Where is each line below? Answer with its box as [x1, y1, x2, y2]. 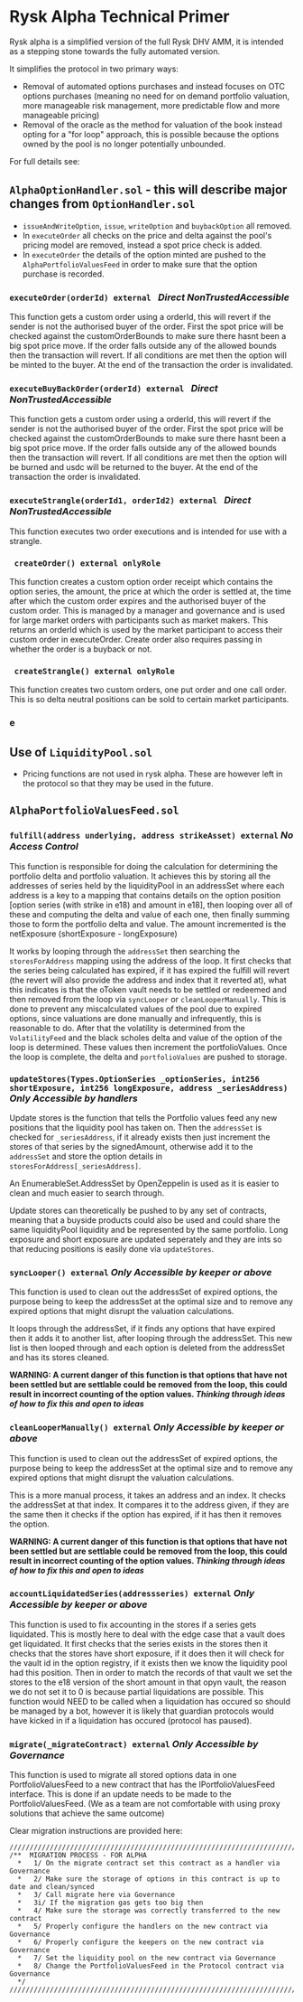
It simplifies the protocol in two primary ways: [9, 63, 179, 74]
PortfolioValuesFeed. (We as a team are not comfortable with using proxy [9, 1799, 281, 1809]
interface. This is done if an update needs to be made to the [9, 1789, 232, 1800]
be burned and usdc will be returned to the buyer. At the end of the [9, 462, 259, 473]
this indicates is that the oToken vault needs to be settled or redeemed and [9, 983, 287, 995]
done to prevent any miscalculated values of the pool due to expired [9, 1003, 262, 1014]
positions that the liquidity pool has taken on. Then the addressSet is [9, 1122, 262, 1133]
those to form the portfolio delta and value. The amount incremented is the [9, 918, 287, 929]
